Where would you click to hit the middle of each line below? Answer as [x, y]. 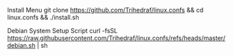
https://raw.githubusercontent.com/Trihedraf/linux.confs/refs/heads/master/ [116, 38]
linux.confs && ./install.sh [43, 17]
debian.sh [22, 45]
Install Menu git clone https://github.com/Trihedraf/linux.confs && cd [105, 10]
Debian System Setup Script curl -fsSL [63, 31]
